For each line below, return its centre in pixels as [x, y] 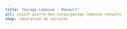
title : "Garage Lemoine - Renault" [42, 10]
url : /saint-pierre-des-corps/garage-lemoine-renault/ [64, 14]
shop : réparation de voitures [37, 19]
